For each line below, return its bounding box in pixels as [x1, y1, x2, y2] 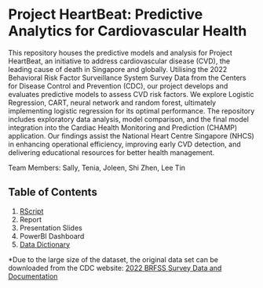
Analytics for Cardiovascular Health [8, 22, 247, 40]
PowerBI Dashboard [19, 231, 85, 240]
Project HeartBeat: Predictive [8, 5, 203, 23]
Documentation [8, 272, 58, 281]
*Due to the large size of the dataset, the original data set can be [8, 254, 218, 264]
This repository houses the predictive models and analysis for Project [8, 48, 233, 57]
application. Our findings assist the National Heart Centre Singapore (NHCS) [8, 131, 255, 140]
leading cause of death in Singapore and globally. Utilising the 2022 [8, 64, 228, 74]
